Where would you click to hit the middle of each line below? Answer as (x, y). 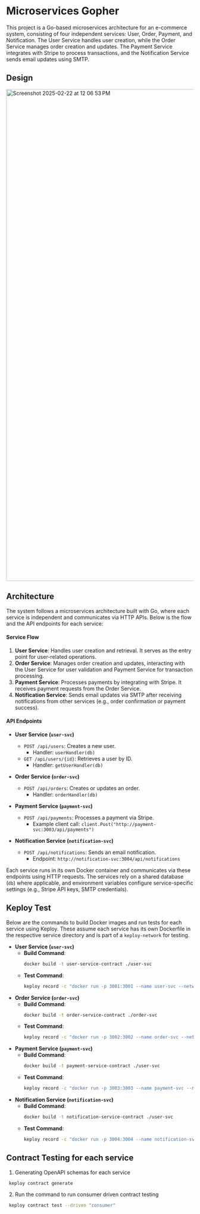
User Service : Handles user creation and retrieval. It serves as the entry (103, 650)
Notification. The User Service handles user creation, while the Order (91, 40)
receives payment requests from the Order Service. (78, 688)
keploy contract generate (41, 1183)
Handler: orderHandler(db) (65, 794)
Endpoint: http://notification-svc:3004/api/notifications (106, 858)
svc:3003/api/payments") (63, 830)
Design (20, 78)
